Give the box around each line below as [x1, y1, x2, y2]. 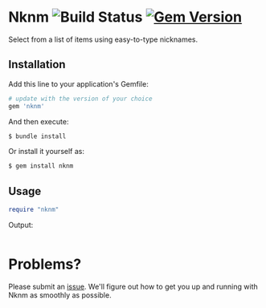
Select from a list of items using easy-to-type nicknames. [8, 34, 198, 44]
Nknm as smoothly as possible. [8, 290, 112, 300]
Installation [8, 58, 66, 71]
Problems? [8, 255, 82, 274]
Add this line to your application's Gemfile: [8, 79, 149, 88]
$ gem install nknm [8, 162, 74, 170]
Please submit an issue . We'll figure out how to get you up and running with [8, 282, 259, 291]
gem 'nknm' [8, 102, 45, 110]
